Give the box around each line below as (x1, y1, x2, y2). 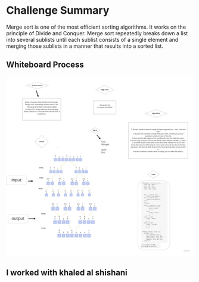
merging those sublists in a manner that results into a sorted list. (6, 42, 164, 50)
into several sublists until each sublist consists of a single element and (6, 36, 179, 43)
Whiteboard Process (6, 60, 85, 70)
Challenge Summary (6, 4, 110, 17)
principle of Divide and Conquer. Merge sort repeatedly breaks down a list (6, 29, 188, 36)
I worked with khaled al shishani (6, 268, 128, 278)
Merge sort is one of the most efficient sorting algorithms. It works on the (6, 23, 186, 30)
